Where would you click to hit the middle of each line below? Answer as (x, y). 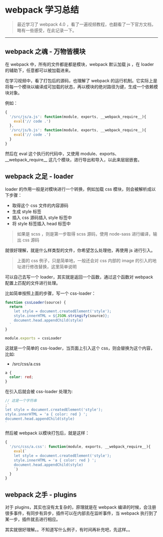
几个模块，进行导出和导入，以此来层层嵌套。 (97, 159)
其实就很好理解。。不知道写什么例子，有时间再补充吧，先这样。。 (69, 530)
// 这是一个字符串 (21, 401)
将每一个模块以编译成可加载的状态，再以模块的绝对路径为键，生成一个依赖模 (81, 87)
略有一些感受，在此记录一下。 (47, 30)
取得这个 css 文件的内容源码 (40, 205)
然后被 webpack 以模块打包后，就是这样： (47, 433)
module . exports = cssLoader (33, 338)
